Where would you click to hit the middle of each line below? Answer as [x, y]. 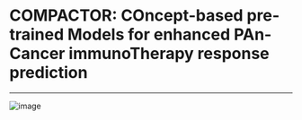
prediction [49, 73]
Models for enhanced [149, 34]
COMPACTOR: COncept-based [126, 16]
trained [37, 34]
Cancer [37, 54]
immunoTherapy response [169, 54]
